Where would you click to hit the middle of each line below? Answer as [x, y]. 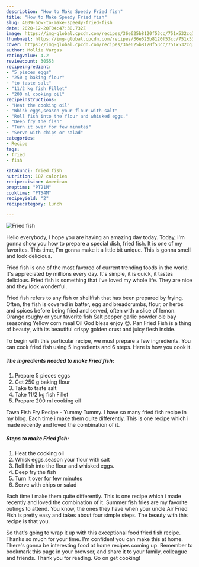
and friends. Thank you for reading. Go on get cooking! [73, 558]
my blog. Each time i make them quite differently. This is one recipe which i [97, 418]
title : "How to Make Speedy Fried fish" [57, 17]
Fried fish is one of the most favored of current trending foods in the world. [98, 268]
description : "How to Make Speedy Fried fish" [65, 12]
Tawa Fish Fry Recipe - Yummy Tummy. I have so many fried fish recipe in [96, 413]
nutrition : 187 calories [37, 176]
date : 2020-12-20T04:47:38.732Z [46, 28]
